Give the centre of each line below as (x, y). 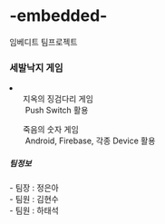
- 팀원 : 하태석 (34, 210)
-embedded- (58, 16)
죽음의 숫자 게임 (50, 130)
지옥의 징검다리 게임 (58, 99)
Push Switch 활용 (57, 111)
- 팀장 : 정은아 (34, 188)
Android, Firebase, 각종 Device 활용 (90, 141)
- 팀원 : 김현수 (34, 200)
